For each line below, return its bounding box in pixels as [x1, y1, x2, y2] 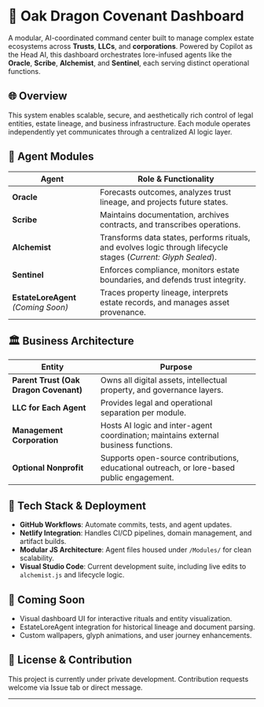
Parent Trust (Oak [12, 375, 80, 386]
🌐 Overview [8, 90, 68, 103]
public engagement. [101, 472, 174, 483]
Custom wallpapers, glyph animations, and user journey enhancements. [19, 631, 252, 640]
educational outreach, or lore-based [101, 462, 236, 473]
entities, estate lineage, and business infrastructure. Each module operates [8, 118, 251, 128]
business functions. [101, 440, 173, 451]
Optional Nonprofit [12, 462, 84, 473]
